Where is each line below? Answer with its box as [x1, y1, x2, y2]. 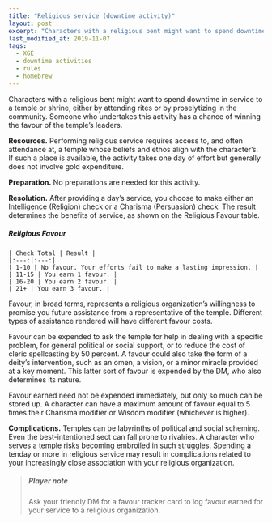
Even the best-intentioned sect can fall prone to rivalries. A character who [8, 432, 255, 441]
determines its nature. [8, 374, 82, 385]
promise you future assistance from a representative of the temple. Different [8, 307, 263, 317]
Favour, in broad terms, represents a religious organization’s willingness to [8, 299, 256, 308]
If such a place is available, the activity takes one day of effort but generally [8, 153, 261, 163]
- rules [15, 65, 42, 73]
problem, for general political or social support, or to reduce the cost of [8, 340, 245, 350]
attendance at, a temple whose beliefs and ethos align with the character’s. [8, 144, 259, 154]
